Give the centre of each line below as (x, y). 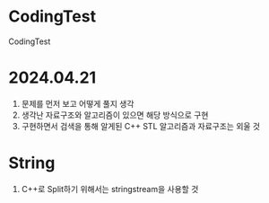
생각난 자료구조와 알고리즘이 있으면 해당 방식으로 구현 (115, 115)
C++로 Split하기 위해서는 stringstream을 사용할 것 (110, 189)
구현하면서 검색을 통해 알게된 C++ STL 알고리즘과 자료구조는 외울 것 (141, 126)
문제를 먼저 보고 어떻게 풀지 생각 (78, 103)
